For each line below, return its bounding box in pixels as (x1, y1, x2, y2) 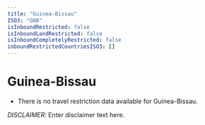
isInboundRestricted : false (7, 23, 90, 30)
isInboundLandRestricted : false (7, 30, 102, 37)
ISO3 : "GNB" (7, 17, 42, 24)
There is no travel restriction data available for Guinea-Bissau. (17, 97, 198, 105)
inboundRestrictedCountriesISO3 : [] (7, 43, 115, 50)
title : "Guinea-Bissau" (7, 10, 78, 18)
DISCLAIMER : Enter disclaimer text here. (7, 110, 125, 119)
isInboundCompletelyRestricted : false (7, 37, 122, 44)
